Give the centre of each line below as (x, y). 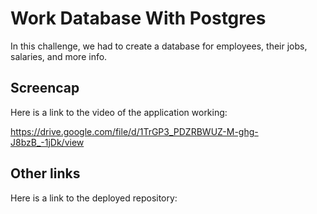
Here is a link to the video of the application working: (119, 112)
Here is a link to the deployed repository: (94, 198)
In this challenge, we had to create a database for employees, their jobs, (159, 46)
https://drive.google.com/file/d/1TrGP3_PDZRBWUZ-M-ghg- (134, 131)
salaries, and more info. (59, 56)
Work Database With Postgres (138, 18)
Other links (45, 173)
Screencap (45, 88)
